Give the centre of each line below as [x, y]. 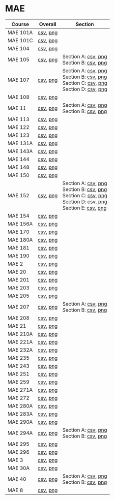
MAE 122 [18, 127]
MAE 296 [18, 452]
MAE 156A [20, 223]
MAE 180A [20, 240]
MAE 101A [20, 32]
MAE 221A [20, 342]
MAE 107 [18, 80]
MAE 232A [20, 350]
